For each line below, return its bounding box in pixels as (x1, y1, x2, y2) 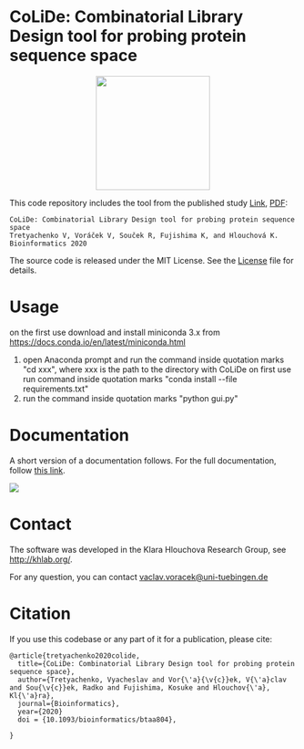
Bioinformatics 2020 (9, 239, 88, 248)
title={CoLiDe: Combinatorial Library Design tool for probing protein (17, 659, 296, 668)
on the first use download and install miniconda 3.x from (9, 327, 220, 338)
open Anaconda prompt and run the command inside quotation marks (22, 354, 285, 365)
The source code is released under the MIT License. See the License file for (9, 255, 294, 265)
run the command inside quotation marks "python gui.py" (22, 392, 238, 403)
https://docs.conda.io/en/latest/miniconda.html (9, 336, 187, 348)
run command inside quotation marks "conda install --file (22, 373, 238, 384)
